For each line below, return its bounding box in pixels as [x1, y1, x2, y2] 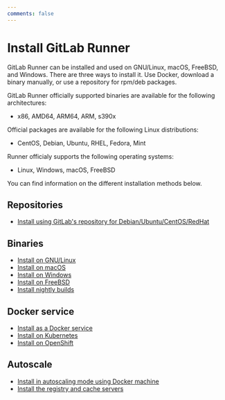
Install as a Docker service [17, 324, 93, 332]
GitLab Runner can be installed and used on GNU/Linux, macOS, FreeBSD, [7, 63, 219, 71]
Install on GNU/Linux [17, 256, 76, 264]
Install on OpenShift [17, 339, 74, 347]
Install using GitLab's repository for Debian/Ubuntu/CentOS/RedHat [17, 218, 210, 226]
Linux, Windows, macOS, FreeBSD [17, 166, 116, 174]
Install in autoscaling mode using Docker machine [17, 377, 159, 385]
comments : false [7, 10, 54, 17]
